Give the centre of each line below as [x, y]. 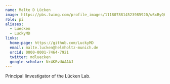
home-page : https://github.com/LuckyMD [52, 43]
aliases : [14, 24]
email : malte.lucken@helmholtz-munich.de [54, 48]
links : [12, 38]
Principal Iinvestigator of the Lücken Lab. [48, 76]
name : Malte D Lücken [28, 10]
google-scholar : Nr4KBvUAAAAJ [41, 62]
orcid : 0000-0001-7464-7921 [39, 52]
